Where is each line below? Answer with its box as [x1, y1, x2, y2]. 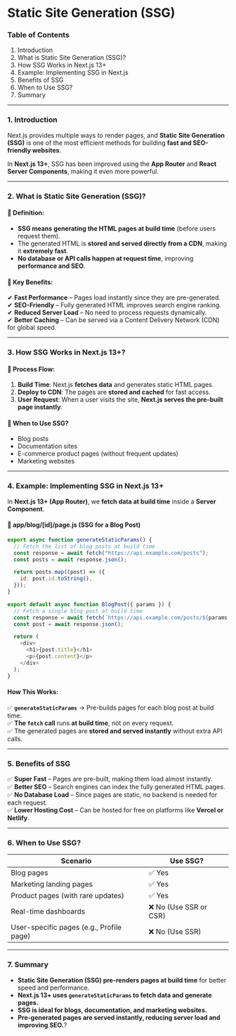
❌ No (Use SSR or [148, 902, 208, 912]
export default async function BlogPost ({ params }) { [7, 601, 171, 608]
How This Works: [7, 688, 59, 696]
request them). [17, 231, 61, 240]
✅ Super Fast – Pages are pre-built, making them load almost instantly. [7, 775, 213, 784]
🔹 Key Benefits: [7, 278, 53, 286]
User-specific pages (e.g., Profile [11, 923, 122, 933]
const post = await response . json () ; [13, 620, 124, 627]
